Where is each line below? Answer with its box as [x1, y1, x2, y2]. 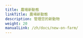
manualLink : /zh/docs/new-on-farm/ [5, 26, 79, 31]
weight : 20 [5, 21, 28, 26]
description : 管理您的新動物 [5, 16, 60, 21]
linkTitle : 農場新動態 [5, 12, 48, 17]
